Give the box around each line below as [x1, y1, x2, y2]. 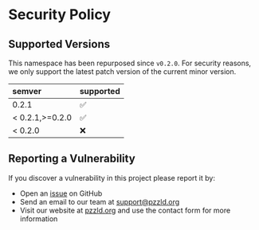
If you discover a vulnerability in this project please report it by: [8, 173, 215, 182]
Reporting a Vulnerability [8, 152, 135, 166]
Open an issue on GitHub [19, 189, 103, 198]
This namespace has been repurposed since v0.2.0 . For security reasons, [8, 58, 252, 68]
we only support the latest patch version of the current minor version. [8, 67, 237, 76]
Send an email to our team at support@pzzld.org [19, 197, 180, 206]
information [19, 213, 58, 224]
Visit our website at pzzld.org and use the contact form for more [19, 205, 231, 215]
